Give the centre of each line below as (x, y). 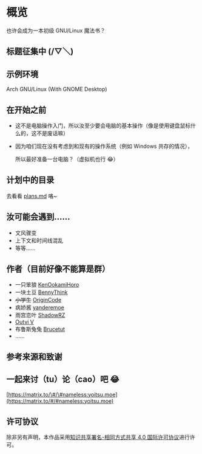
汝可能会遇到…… (39, 217)
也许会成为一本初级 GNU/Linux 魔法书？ (56, 30)
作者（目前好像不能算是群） (58, 269)
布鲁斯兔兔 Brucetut (40, 329)
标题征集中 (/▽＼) (40, 51)
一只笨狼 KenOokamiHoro (47, 285)
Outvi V (25, 322)
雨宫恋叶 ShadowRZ (40, 315)
